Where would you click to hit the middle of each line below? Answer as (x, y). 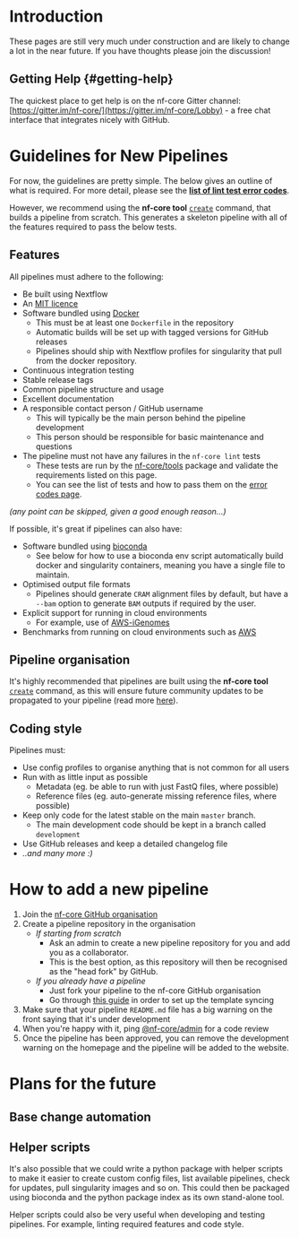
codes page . (59, 494)
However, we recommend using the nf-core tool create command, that (140, 207)
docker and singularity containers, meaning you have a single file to (160, 565)
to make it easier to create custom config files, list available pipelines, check (150, 1178)
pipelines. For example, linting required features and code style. (127, 1225)
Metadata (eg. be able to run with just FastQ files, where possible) (157, 787)
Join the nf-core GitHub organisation (90, 914)
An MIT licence (50, 303)
